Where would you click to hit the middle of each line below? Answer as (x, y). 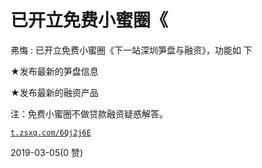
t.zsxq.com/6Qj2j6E (51, 132)
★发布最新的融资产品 (54, 92)
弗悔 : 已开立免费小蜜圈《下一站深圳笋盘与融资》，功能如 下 (131, 50)
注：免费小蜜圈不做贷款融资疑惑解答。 (89, 113)
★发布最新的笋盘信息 (54, 71)
